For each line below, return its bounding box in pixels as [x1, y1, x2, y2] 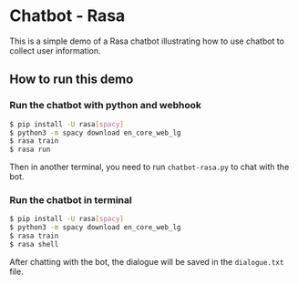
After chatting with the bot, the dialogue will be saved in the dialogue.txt [9, 256, 284, 267]
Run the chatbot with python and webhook [9, 99, 202, 112]
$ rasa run [9, 145, 51, 155]
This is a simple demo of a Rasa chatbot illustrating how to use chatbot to [9, 35, 285, 46]
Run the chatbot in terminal [9, 194, 132, 207]
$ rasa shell [9, 240, 59, 249]
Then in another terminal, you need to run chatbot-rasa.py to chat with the [9, 161, 290, 173]
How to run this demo [9, 72, 134, 87]
